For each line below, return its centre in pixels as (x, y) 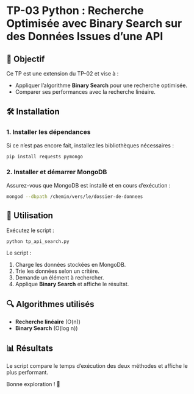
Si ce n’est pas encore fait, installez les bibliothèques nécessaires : (90, 145)
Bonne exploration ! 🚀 (33, 384)
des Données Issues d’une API (85, 37)
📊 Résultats (30, 348)
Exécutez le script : (31, 230)
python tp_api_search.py (38, 241)
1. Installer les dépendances (48, 132)
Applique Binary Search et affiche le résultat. (72, 284)
